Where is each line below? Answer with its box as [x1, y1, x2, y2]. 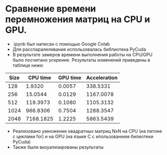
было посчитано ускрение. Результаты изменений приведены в [12, 57, 150, 63]
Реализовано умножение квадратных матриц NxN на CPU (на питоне [12, 128, 162, 134]
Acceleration [86, 74, 118, 81]
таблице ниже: [12, 62, 44, 68]
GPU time [58, 74, 81, 81]
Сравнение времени [5, 3, 96, 15]
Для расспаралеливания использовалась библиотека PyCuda [12, 46, 146, 52]
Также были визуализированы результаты [12, 144, 104, 150]
